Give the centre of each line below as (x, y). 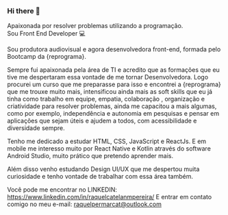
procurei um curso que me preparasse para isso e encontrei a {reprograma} (114, 84)
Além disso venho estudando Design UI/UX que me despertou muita (103, 169)
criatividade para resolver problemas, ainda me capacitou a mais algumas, (112, 106)
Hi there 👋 (24, 11)
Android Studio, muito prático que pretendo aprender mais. (90, 156)
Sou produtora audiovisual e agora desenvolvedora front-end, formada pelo (114, 49)
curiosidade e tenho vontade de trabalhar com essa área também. (100, 177)
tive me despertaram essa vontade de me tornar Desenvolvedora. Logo (108, 77)
